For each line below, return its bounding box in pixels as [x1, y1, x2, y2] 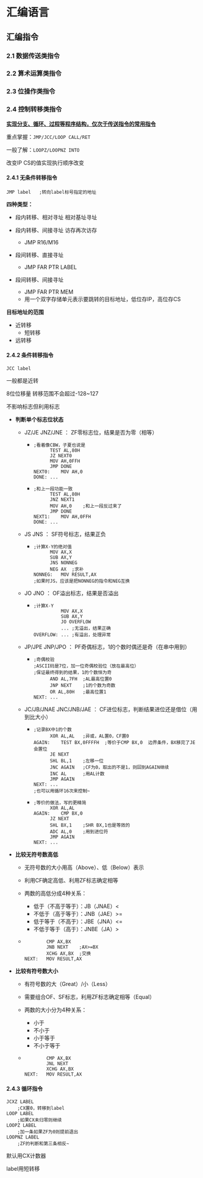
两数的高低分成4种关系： [24, 890, 87, 897]
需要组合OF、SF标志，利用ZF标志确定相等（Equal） [24, 993, 155, 1001]
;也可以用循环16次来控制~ [33, 788, 90, 794]
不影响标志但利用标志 [6, 403, 60, 410]
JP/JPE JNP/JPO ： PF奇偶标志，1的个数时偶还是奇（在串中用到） [24, 644, 191, 651]
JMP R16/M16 [24, 238, 59, 246]
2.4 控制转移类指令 [6, 105, 62, 113]
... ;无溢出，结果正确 [60, 625, 111, 631]
